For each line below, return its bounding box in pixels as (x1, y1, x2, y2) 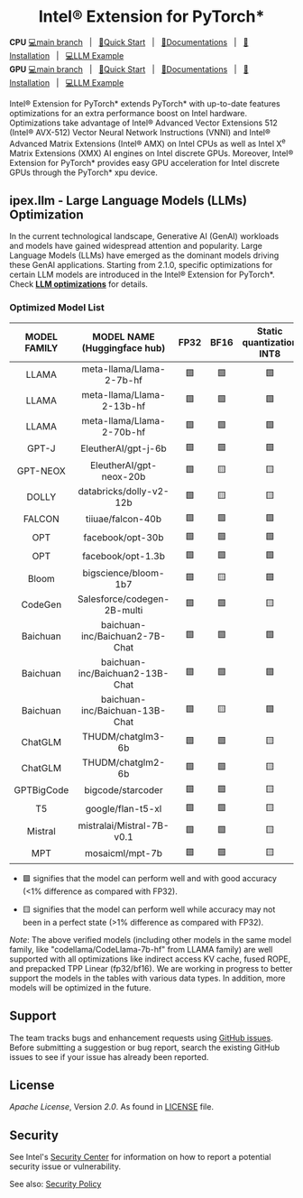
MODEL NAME (92, 330, 155, 343)
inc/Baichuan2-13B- (78, 667, 170, 679)
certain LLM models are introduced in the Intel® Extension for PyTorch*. (9, 269, 275, 281)
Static (256, 325, 283, 337)
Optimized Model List (9, 301, 106, 314)
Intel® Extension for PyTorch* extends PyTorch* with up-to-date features (9, 97, 281, 109)
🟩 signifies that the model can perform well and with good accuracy (22, 872, 278, 883)
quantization (242, 336, 298, 348)
